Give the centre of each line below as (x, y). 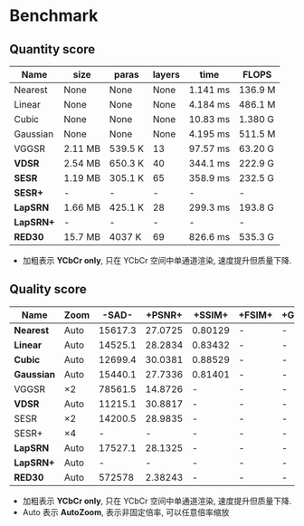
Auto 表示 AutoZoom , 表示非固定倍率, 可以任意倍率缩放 (126, 512)
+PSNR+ (164, 315)
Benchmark (54, 16)
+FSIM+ (256, 315)
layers (166, 75)
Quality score (48, 289)
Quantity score (52, 49)
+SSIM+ (211, 315)
